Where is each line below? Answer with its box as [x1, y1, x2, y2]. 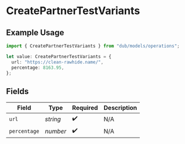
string [45, 115, 61, 123]
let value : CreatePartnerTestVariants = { [6, 53, 112, 59]
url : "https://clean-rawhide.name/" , [11, 59, 104, 65]
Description [103, 104, 137, 112]
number [45, 127, 66, 135]
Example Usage [6, 28, 65, 38]
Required [72, 104, 98, 112]
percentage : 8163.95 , [11, 65, 65, 71]
